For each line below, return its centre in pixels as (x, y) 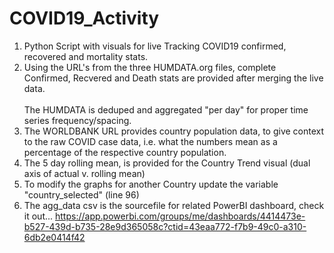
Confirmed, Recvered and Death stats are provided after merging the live (173, 78)
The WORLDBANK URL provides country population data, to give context (174, 131)
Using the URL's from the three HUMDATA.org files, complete (150, 67)
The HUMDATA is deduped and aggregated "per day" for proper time (166, 109)
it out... (38, 216)
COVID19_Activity (84, 18)
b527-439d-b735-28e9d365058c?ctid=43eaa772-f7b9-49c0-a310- (165, 226)
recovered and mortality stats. (86, 56)
